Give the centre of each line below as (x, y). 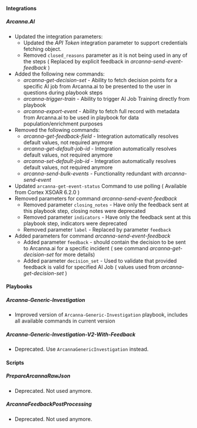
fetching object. (42, 49)
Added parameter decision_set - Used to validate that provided (100, 260)
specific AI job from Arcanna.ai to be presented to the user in (97, 86)
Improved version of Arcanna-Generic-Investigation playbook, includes (101, 315)
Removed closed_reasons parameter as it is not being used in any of (105, 55)
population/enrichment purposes (63, 124)
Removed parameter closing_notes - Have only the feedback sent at (106, 205)
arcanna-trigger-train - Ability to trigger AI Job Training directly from (106, 98)
